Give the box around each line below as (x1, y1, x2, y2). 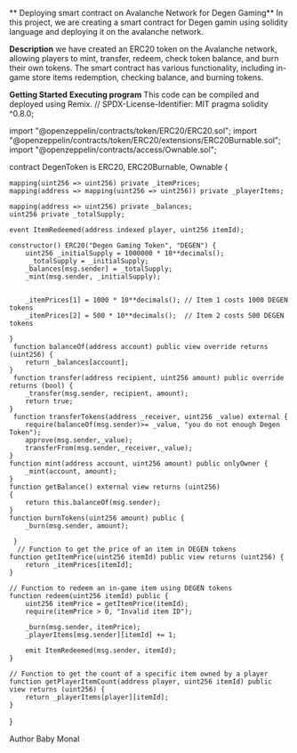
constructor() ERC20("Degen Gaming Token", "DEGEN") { (9, 241, 217, 250)
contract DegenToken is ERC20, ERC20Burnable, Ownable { (9, 162, 229, 172)
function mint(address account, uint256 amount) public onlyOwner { (9, 459, 269, 468)
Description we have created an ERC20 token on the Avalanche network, (9, 44, 277, 54)
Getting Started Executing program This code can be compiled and (9, 89, 260, 100)
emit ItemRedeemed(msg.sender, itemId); (25, 646, 177, 655)
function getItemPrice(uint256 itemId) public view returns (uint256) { (9, 553, 285, 562)
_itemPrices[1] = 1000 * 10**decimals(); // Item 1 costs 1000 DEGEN (25, 296, 289, 304)
